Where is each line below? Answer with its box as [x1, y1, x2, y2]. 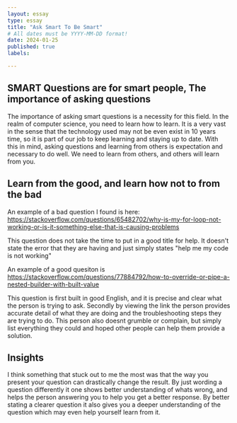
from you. [7, 157, 36, 166]
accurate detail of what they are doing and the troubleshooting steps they [7, 308, 221, 317]
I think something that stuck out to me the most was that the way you [7, 371, 209, 379]
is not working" [7, 251, 52, 260]
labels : [7, 50, 30, 57]
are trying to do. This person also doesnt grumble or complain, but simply [7, 316, 221, 325]
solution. [7, 331, 33, 340]
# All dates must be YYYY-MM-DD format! [7, 30, 129, 37]
